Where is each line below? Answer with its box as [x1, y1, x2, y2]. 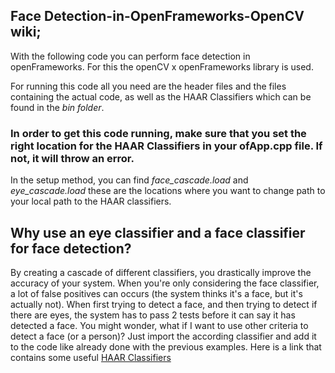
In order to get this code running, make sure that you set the [10, 126, 307, 140]
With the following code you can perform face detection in [10, 50, 251, 62]
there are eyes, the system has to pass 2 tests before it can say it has [10, 309, 296, 321]
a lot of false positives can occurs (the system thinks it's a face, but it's [10, 287, 303, 299]
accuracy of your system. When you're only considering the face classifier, [10, 277, 320, 289]
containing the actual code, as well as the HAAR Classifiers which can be [10, 90, 312, 103]
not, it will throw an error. [10, 151, 135, 165]
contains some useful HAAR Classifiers [10, 351, 172, 363]
